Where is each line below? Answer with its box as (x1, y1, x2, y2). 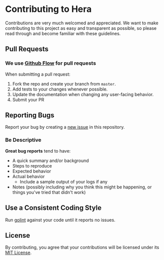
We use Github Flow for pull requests (5, 60, 96, 67)
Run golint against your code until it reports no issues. (5, 217, 116, 223)
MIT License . (5, 250, 32, 256)
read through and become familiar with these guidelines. (5, 30, 121, 36)
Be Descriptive (5, 137, 41, 144)
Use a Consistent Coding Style (5, 204, 102, 212)
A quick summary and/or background (12, 158, 89, 164)
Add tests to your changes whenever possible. (12, 86, 108, 92)
